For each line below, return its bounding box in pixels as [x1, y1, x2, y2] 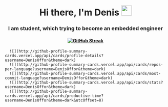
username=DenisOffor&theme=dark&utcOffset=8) [5, 98, 103, 103]
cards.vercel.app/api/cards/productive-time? [5, 93, 103, 99]
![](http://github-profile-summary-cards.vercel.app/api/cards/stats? [9, 80, 163, 85]
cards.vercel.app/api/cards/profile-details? [5, 53, 103, 59]
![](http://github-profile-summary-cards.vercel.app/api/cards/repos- [9, 62, 163, 67]
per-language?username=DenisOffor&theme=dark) [5, 67, 106, 72]
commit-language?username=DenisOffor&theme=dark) [5, 75, 113, 81]
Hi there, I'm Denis [39, 7, 120, 18]
